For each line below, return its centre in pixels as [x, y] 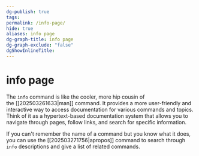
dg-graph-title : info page [40, 39]
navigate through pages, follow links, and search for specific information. [97, 122]
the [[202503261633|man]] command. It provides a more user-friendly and [99, 103]
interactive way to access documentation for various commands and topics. [100, 109]
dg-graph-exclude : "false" [40, 45]
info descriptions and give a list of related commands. [73, 146]
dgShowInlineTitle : [31, 51]
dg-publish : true [28, 12]
